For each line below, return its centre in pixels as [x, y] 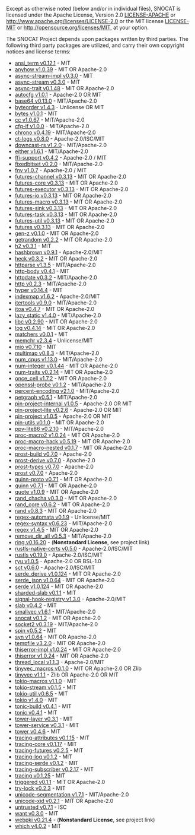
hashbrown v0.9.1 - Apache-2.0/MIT [59, 252]
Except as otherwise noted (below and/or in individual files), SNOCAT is [93, 9]
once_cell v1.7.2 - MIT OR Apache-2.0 [61, 378]
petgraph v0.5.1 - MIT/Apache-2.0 [56, 397]
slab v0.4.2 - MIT [36, 605]
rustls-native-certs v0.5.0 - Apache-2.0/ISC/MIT [74, 549]
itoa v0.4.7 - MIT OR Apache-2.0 [55, 309]
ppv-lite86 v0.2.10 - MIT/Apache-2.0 [59, 429]
